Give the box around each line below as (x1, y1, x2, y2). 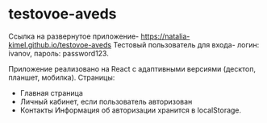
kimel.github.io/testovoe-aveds (8, 39, 111, 49)
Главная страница (19, 88, 83, 97)
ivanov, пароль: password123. (8, 48, 109, 58)
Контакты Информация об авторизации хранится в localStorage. (19, 105, 242, 115)
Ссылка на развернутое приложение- (8, 31, 140, 41)
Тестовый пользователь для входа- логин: (112, 39, 260, 49)
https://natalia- (140, 31, 190, 41)
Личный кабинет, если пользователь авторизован (19, 96, 193, 106)
